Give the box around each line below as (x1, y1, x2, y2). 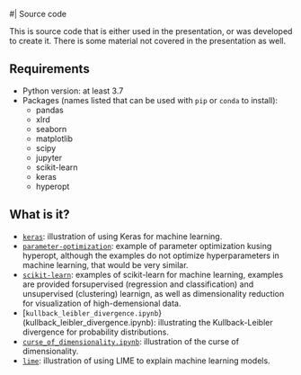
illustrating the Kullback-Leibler (157, 317, 273, 327)
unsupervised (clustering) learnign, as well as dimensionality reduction (22, 288, 285, 299)
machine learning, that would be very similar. (22, 259, 189, 270)
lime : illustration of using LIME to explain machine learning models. (22, 355, 271, 366)
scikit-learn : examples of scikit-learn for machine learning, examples (22, 269, 284, 280)
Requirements (9, 61, 90, 76)
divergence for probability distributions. (22, 326, 169, 337)
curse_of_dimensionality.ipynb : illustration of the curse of (22, 335, 240, 346)
